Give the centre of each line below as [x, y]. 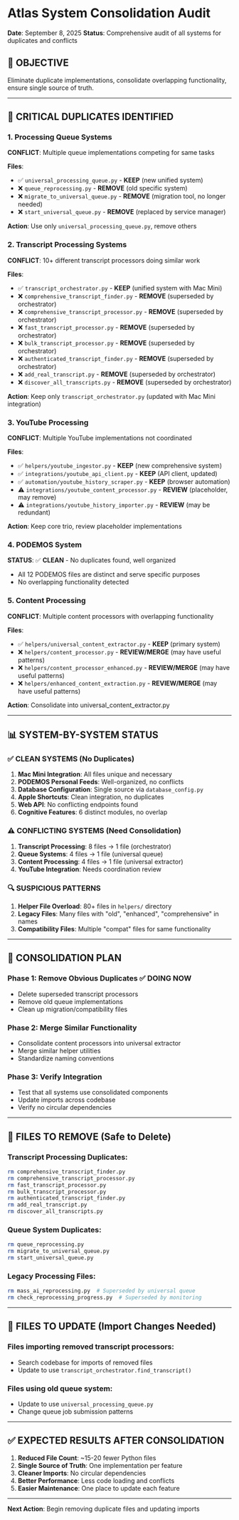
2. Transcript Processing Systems [67, 245]
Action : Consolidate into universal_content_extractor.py [89, 705]
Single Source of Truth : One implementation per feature [100, 1465]
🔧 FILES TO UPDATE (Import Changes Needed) [112, 1326]
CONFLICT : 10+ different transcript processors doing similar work [104, 260]
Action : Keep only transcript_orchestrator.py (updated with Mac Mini [111, 396]
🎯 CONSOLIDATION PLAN [65, 958]
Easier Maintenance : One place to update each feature [99, 1488]
